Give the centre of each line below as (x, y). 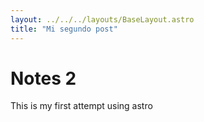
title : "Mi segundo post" (64, 29)
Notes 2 (43, 78)
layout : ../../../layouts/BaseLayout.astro (102, 19)
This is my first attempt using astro (81, 106)
